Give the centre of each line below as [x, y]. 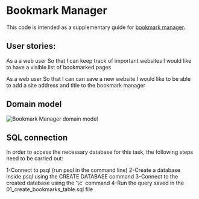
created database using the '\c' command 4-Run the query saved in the [95, 183]
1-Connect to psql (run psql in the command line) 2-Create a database [93, 170]
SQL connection [37, 137]
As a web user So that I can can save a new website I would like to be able [99, 78]
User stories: [31, 46]
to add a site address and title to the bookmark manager [76, 85]
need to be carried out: [35, 159]
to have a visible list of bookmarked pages [59, 67]
